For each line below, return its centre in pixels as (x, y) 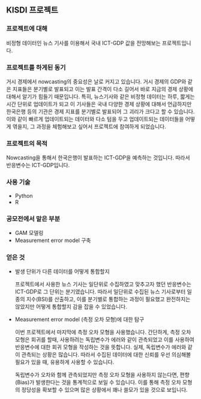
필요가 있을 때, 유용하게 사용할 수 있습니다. (64, 362)
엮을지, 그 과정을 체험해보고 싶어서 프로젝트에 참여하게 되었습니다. (89, 126)
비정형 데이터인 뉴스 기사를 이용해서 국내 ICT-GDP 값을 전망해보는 (83, 43)
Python (24, 195)
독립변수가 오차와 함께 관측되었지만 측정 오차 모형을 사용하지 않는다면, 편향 (102, 375)
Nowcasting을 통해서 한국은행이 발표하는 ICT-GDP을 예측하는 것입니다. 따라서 (98, 158)
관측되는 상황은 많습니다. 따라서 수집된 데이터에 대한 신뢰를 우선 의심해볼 (106, 355)
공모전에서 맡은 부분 (33, 219)
